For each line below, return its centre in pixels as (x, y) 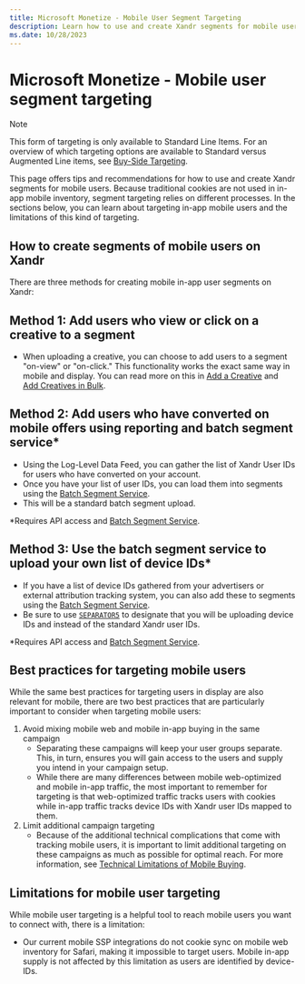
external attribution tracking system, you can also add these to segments (159, 595)
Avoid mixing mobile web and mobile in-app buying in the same (141, 729)
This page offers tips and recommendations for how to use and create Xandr (152, 179)
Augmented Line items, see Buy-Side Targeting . (99, 161)
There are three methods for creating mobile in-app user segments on (141, 282)
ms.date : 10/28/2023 (49, 35)
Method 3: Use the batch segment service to (138, 550)
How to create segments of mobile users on (135, 246)
